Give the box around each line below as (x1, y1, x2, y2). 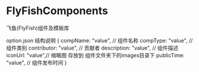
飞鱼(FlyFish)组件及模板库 (6, 24, 70, 31)
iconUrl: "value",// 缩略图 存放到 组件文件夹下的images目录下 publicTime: (6, 51, 185, 58)
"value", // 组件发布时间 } (6, 59, 67, 66)
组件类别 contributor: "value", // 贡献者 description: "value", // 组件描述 (6, 44, 179, 51)
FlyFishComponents (6, 4, 108, 18)
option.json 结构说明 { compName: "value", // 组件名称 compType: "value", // (6, 37, 193, 44)
